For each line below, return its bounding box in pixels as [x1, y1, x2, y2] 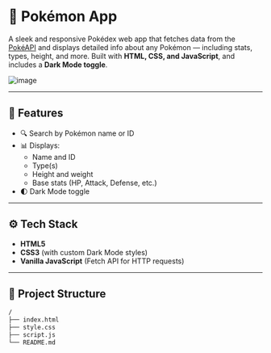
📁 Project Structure [8, 287, 106, 300]
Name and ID [31, 152, 76, 162]
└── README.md [8, 338, 56, 347]
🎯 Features [8, 107, 64, 120]
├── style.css [8, 323, 56, 332]
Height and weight [31, 169, 94, 179]
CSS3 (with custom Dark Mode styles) [19, 247, 148, 257]
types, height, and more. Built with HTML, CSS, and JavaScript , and [8, 51, 236, 61]
